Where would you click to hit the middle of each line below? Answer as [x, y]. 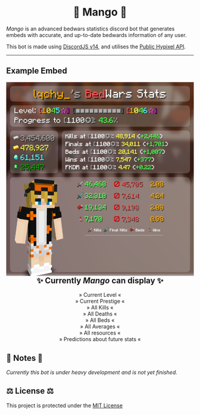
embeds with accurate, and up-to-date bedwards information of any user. [96, 35]
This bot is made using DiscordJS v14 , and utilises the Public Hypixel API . [96, 47]
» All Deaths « [100, 314]
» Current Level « [100, 295]
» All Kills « [100, 308]
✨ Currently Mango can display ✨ [100, 281]
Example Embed [37, 71]
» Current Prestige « [100, 301]
